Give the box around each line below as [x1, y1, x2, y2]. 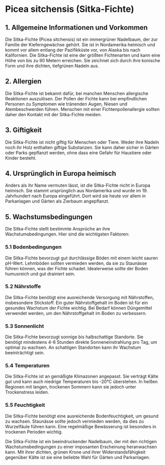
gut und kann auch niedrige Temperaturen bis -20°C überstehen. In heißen [5, 379, 158, 385]
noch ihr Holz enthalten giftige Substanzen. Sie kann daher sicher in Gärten [5, 144, 159, 150]
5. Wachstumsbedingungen [5, 213, 93, 221]
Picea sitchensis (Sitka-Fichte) [5, 3, 135, 15]
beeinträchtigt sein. [5, 350, 45, 356]
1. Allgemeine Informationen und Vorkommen [5, 23, 148, 32]
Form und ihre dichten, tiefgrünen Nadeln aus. [5, 63, 99, 69]
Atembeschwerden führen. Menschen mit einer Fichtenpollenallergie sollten [5, 106, 160, 112]
